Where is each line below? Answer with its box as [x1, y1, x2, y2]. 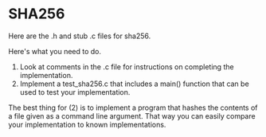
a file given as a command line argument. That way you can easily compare [8, 111, 256, 120]
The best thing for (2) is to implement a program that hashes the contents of [8, 103, 258, 112]
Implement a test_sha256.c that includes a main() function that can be [19, 79, 249, 88]
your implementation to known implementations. [8, 119, 166, 129]
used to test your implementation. [19, 87, 131, 96]
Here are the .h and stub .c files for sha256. [8, 31, 151, 41]
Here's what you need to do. [8, 46, 102, 56]
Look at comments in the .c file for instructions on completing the [19, 61, 234, 72]
